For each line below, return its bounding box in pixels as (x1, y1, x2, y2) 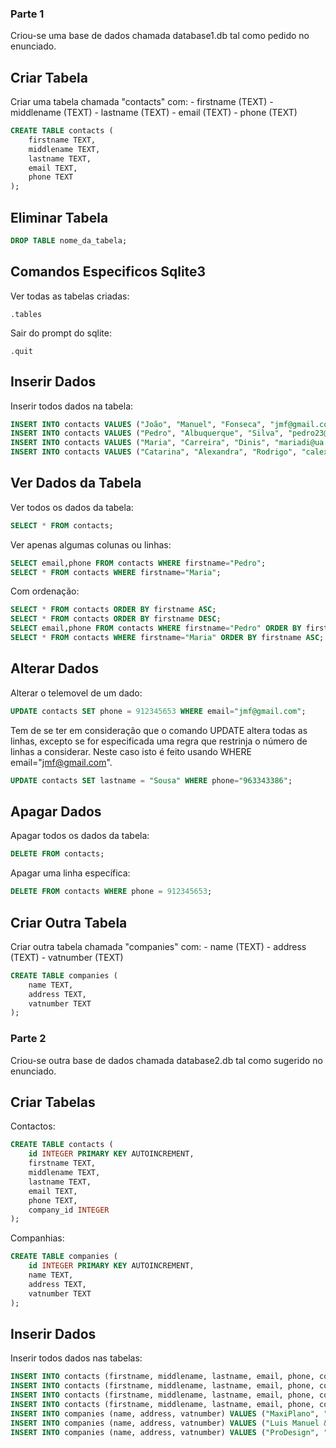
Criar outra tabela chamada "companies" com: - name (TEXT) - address (10, 940, 307, 952)
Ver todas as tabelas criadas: (10, 290, 130, 302)
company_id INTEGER (28, 1205, 110, 1215)
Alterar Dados (10, 660, 99, 677)
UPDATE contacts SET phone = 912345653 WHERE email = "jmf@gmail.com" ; (10, 706, 307, 716)
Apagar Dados (10, 803, 102, 820)
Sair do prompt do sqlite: (10, 327, 112, 339)
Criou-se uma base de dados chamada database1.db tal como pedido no (10, 30, 310, 42)
